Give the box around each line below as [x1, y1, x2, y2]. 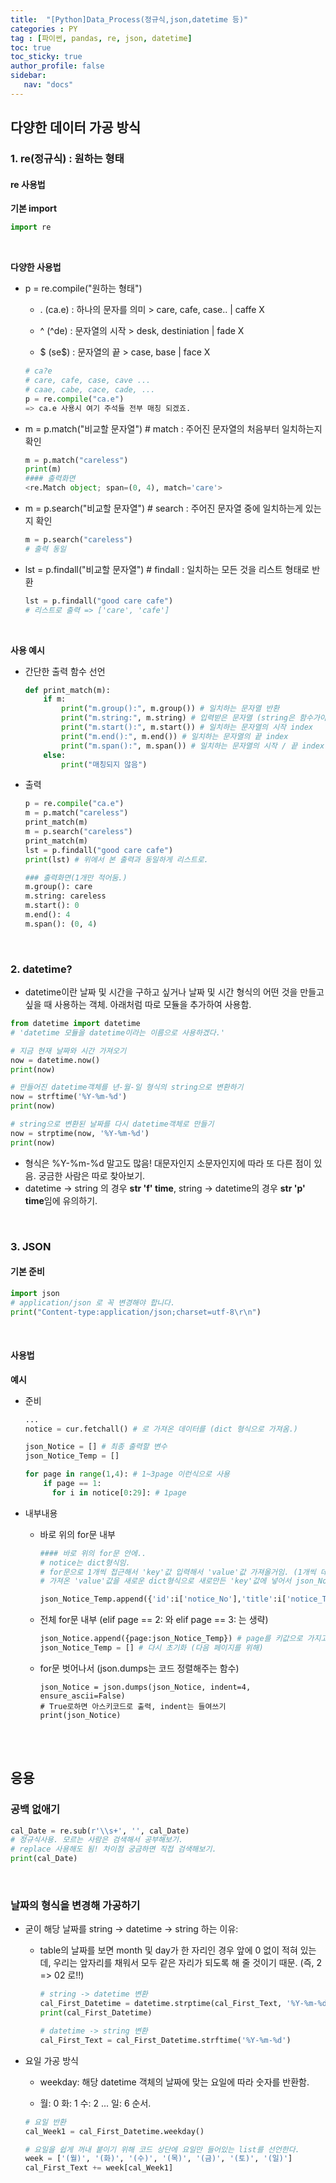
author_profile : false [10, 61, 105, 71]
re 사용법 [10, 178, 46, 190]
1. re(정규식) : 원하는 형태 [10, 152, 125, 166]
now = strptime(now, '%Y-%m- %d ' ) [10, 1128, 150, 1138]
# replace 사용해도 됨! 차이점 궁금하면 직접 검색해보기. [10, 1844, 217, 1855]
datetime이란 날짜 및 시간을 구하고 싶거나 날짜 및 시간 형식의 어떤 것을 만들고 [24, 986, 325, 998]
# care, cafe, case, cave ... [24, 376, 152, 386]
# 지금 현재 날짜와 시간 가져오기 [10, 1046, 127, 1056]
